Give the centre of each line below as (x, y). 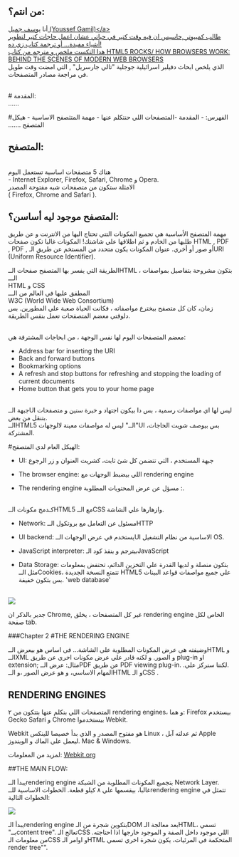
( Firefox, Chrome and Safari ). (52, 194)
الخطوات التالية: (29, 798)
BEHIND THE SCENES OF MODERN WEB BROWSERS (86, 59)
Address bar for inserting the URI (67, 351)
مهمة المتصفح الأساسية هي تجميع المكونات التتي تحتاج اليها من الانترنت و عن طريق (117, 234)
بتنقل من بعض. (28, 418)
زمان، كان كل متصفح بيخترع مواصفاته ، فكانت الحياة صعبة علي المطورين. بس (111, 308)
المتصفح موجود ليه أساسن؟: (64, 217)
